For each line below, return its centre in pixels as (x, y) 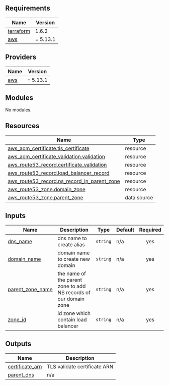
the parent (70, 280)
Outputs (18, 344)
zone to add (72, 286)
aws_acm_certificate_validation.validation (57, 157)
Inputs (16, 216)
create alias (71, 245)
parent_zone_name (30, 290)
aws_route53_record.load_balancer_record (59, 173)
